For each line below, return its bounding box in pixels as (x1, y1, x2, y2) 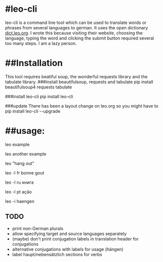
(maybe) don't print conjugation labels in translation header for (12, 236, 139, 241)
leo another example (5, 151, 47, 157)
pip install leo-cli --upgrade (5, 108, 61, 114)
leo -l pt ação (5, 189, 32, 195)
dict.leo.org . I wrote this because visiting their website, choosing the (5, 30, 143, 36)
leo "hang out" (5, 160, 35, 166)
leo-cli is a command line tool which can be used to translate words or (5, 20, 147, 25)
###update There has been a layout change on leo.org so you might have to (5, 103, 159, 109)
